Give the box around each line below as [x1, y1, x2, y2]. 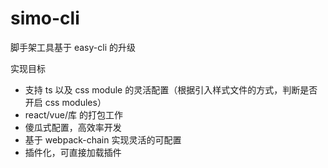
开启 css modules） [24, 96, 107, 108]
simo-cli [10, 7, 80, 30]
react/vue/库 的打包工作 [24, 108, 123, 121]
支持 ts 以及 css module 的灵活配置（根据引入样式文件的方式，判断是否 [24, 83, 318, 96]
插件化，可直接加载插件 [24, 146, 122, 158]
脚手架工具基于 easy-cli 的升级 [10, 41, 136, 53]
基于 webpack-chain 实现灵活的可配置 [24, 133, 182, 146]
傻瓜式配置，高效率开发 [24, 121, 122, 133]
